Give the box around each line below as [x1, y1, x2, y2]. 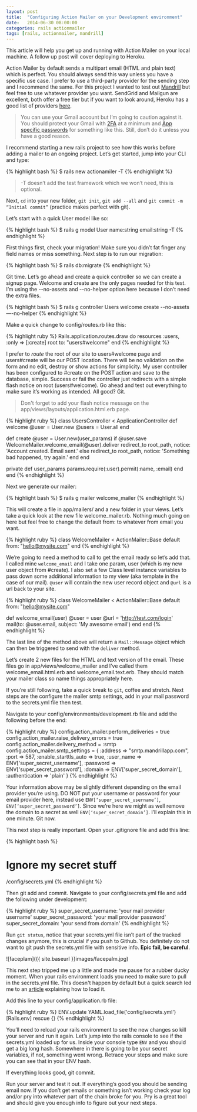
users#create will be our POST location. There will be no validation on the [6, 357, 184, 364]
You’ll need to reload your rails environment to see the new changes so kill [6, 1026, 186, 1033]
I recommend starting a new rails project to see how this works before [6, 144, 176, 151]
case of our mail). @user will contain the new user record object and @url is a [6, 579, 191, 586]
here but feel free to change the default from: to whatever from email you [6, 518, 183, 526]
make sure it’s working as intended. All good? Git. [6, 388, 126, 395]
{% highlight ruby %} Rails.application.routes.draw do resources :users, [6, 333, 180, 340]
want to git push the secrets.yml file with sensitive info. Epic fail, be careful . [6, 944, 190, 951]
